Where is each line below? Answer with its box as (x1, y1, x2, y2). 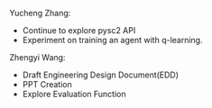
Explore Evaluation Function (22, 89, 126, 99)
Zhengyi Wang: (9, 52, 66, 62)
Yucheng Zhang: (9, 8, 71, 18)
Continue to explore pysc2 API (22, 25, 136, 35)
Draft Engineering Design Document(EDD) (22, 69, 179, 80)
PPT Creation (22, 79, 72, 89)
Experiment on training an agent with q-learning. (22, 35, 203, 45)
